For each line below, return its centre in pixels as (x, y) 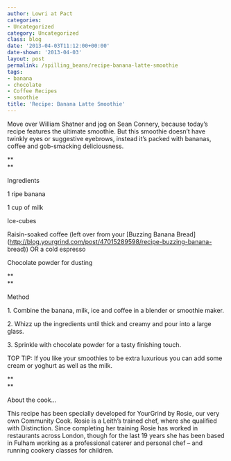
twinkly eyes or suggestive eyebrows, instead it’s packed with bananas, (109, 138)
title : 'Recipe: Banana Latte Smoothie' (67, 104)
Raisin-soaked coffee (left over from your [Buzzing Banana (91, 234)
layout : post (26, 59)
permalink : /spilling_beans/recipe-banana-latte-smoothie (93, 65)
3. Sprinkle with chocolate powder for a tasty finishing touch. (94, 344)
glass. (16, 331)
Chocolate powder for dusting (50, 262)
